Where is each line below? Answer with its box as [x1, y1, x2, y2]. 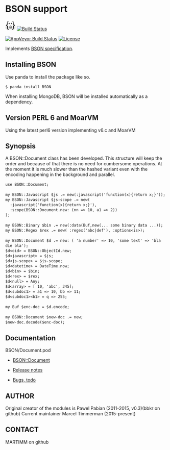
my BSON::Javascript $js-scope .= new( [5, 197, 90, 203]
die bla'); [5, 243, 29, 248]
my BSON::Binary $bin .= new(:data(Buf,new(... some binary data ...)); [5, 223, 163, 228]
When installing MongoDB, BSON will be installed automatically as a [5, 93, 148, 99]
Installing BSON [5, 60, 56, 69]
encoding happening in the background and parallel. [5, 171, 115, 178]
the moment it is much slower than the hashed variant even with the [5, 166, 148, 172]
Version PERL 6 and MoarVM [5, 113, 99, 122]
